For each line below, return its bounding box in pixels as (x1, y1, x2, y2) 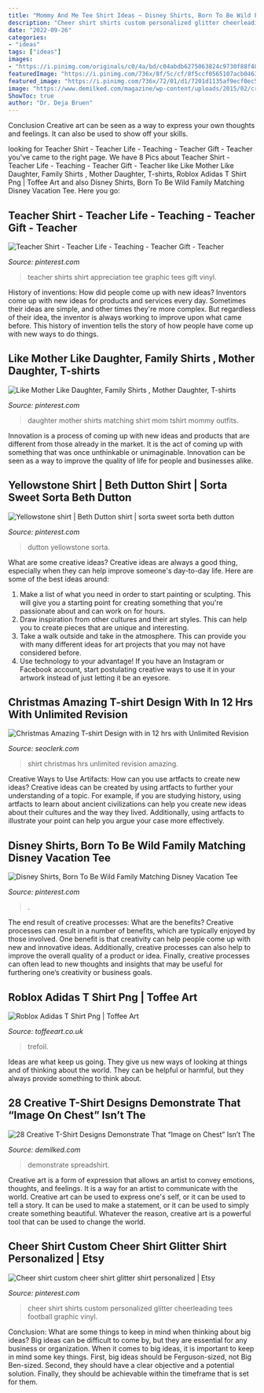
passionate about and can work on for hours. (19, 606, 166, 615)
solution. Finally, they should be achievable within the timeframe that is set (8, 1369, 249, 1378)
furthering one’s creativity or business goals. (8, 968, 153, 977)
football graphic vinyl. (27, 1311, 98, 1321)
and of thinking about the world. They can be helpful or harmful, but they (8, 1065, 244, 1075)
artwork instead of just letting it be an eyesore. (19, 673, 171, 682)
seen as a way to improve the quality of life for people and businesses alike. (8, 456, 254, 465)
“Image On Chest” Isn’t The (8, 1109, 146, 1122)
